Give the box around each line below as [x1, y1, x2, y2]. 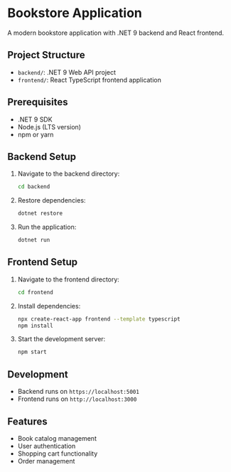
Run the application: [17, 222, 77, 232]
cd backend [17, 183, 50, 191]
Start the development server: [17, 335, 106, 343]
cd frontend [17, 289, 53, 296]
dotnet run [17, 237, 50, 244]
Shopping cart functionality [17, 449, 98, 458]
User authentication [17, 441, 76, 450]
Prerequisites [7, 96, 68, 108]
